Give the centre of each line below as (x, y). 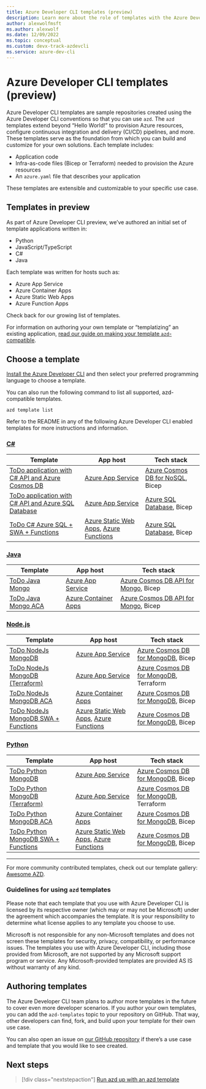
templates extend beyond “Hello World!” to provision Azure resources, (95, 125)
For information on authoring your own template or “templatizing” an (93, 327)
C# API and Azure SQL (42, 503)
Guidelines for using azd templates (59, 890)
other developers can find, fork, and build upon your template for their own (101, 1020)
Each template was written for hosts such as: (63, 272)
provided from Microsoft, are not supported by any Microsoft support (94, 954)
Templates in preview (48, 207)
